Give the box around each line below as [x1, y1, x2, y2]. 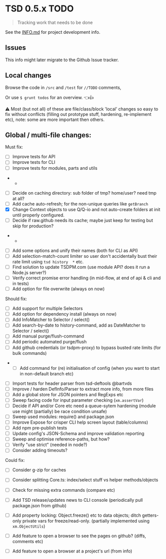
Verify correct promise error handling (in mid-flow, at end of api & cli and [12, 275, 161, 281]
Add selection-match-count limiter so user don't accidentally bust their [12, 253, 158, 259]
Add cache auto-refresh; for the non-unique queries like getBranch [12, 201, 149, 207]
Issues [5, 43, 26, 52]
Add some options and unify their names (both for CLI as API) [12, 247, 138, 253]
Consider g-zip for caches [12, 467, 66, 473]
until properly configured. [12, 212, 65, 218]
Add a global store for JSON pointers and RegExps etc [12, 391, 124, 397]
